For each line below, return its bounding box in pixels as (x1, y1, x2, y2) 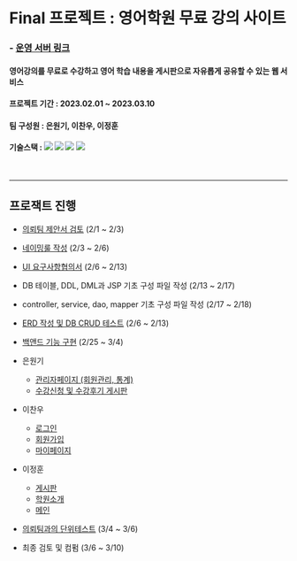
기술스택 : (9, 142, 42, 153)
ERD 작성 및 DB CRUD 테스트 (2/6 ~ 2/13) (21, 318, 170, 328)
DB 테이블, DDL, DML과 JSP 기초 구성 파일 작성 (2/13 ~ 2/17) (21, 280, 236, 290)
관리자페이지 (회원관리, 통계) (34, 373, 134, 385)
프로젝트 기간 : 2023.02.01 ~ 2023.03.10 (9, 98, 156, 109)
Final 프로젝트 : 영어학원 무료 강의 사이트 (9, 8, 286, 28)
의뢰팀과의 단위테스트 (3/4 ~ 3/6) (21, 523, 139, 534)
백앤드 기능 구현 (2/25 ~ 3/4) (21, 336, 124, 347)
